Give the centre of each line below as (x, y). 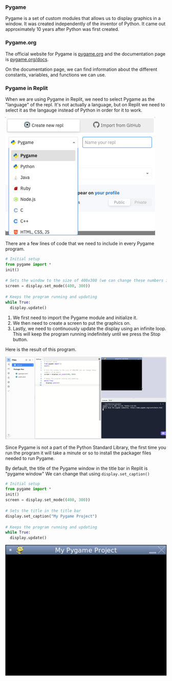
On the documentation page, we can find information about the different (81, 69)
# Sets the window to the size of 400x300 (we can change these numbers (84, 281)
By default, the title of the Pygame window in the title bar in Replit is (77, 468)
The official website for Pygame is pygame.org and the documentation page (85, 54)
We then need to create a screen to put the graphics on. (72, 323)
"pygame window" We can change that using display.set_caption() (78, 473)
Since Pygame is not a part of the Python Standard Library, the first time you (86, 447)
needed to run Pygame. (30, 458)
